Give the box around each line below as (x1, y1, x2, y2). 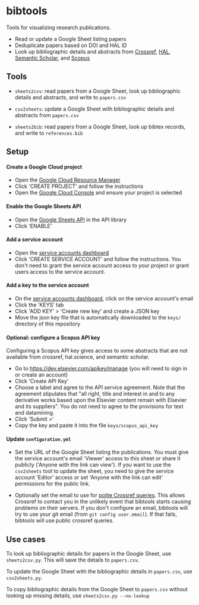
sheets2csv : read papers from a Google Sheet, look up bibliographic (14, 87, 181, 95)
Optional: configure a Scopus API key (6, 334, 100, 341)
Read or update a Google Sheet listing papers (14, 35, 127, 42)
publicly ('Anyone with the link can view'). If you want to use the (14, 461, 171, 468)
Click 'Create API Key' (14, 378, 69, 385)
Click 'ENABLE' (14, 222, 52, 230)
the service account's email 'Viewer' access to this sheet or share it (14, 455, 181, 462)
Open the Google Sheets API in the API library (14, 216, 127, 223)
